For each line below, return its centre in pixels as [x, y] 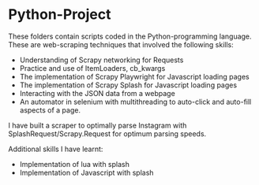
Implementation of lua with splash [75, 164]
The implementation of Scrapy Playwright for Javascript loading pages [135, 76]
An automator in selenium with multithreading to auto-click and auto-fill [135, 102]
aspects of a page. [50, 110]
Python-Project [60, 15]
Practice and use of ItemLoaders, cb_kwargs [92, 68]
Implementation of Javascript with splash [86, 172]
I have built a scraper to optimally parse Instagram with [98, 125]
